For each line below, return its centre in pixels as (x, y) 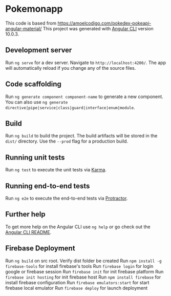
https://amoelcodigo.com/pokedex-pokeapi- (104, 23)
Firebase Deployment (40, 249)
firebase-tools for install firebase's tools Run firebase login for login (79, 266)
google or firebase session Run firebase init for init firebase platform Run (84, 271)
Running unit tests (35, 157)
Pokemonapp (34, 9)
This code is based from (31, 23)
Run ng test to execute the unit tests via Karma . (56, 170)
